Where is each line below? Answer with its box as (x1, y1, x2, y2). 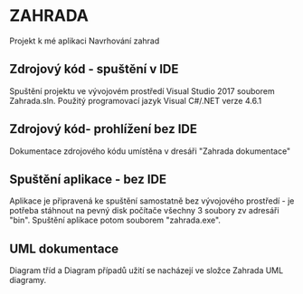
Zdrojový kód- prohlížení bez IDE (9, 121, 197, 137)
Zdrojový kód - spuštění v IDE (9, 62, 179, 77)
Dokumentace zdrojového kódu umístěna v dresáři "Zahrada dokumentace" (9, 146, 291, 156)
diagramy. (9, 275, 47, 286)
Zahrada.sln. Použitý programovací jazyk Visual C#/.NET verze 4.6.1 (9, 95, 262, 106)
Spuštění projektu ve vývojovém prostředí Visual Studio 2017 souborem (9, 85, 275, 96)
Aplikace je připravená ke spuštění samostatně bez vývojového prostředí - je (9, 195, 295, 206)
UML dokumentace (9, 241, 119, 256)
